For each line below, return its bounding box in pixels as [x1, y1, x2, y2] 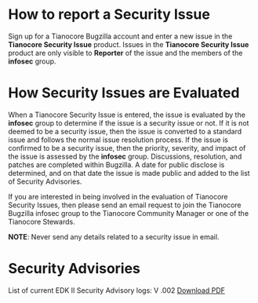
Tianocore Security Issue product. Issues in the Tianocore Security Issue [8, 39, 249, 49]
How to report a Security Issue [8, 5, 210, 24]
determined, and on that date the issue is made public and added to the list [8, 168, 250, 177]
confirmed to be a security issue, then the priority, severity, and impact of [8, 143, 246, 152]
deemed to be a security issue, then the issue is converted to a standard [8, 126, 242, 136]
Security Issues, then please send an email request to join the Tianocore [8, 200, 242, 210]
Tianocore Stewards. [8, 217, 76, 226]
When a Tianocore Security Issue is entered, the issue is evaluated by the [8, 110, 245, 119]
